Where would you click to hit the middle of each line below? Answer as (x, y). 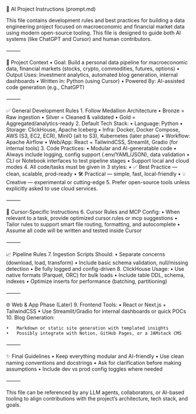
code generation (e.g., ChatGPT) (45, 87)
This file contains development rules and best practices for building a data (96, 20)
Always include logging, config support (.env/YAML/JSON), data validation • (98, 154)
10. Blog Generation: (30, 318)
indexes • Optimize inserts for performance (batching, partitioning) (87, 281)
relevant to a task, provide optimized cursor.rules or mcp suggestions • (92, 218)
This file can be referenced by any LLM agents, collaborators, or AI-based (95, 392)
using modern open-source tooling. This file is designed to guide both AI (94, 33)
